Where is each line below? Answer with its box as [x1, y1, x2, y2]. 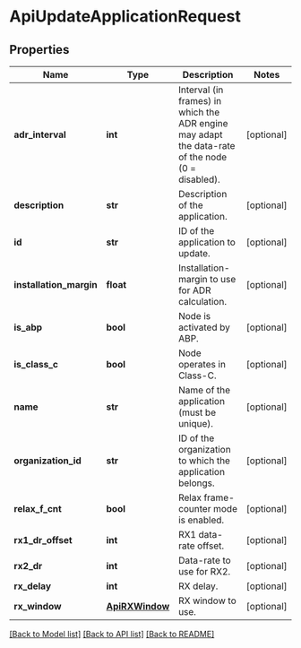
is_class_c [13, 359, 58, 370]
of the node [177, 151, 228, 163]
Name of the [177, 384, 231, 396]
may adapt [177, 128, 223, 141]
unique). [177, 418, 213, 429]
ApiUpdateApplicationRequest [9, 6, 242, 27]
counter [177, 503, 211, 514]
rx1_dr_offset [13, 534, 73, 546]
